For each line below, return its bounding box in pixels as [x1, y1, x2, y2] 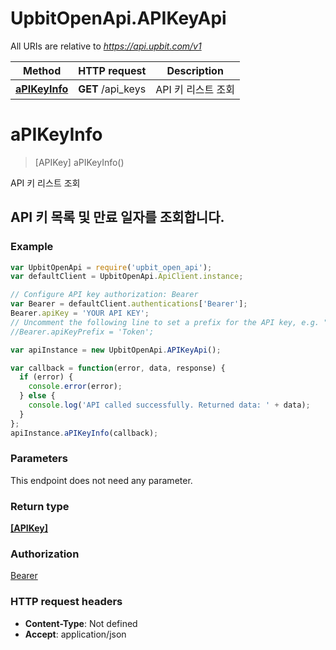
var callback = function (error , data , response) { [10, 363, 226, 373]
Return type [10, 499, 70, 513]
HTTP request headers [10, 595, 123, 609]
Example [10, 240, 54, 254]
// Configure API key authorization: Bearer [10, 290, 199, 300]
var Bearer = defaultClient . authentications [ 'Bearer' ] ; [10, 299, 248, 309]
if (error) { [19, 372, 74, 382]
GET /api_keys [78, 82, 147, 96]
